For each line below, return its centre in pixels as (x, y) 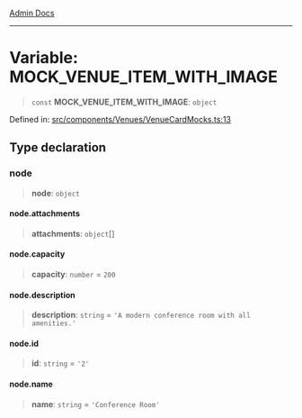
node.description (42, 295)
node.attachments (45, 214)
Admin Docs (32, 13)
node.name (31, 384)
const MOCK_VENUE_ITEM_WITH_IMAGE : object (124, 102)
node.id (24, 343)
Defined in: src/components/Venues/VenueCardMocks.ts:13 (120, 119)
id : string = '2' (60, 363)
